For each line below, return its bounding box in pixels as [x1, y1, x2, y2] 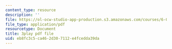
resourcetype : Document [5, 27, 56, 32]
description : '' [5, 12, 40, 17]
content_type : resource [5, 7, 56, 13]
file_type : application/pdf [5, 21, 66, 27]
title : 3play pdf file [5, 31, 54, 36]
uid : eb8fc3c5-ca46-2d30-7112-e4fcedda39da [5, 36, 100, 41]
